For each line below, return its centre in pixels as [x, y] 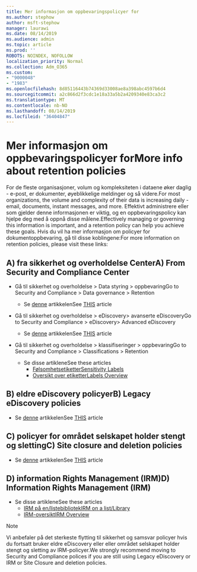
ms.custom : [20, 72]
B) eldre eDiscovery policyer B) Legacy [79, 394]
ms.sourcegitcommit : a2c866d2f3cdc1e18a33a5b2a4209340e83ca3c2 [86, 94]
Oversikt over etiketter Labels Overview [80, 375]
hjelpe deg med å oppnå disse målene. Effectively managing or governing [96, 219]
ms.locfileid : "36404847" [38, 116]
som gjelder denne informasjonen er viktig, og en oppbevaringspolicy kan [96, 213]
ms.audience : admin [30, 39]
